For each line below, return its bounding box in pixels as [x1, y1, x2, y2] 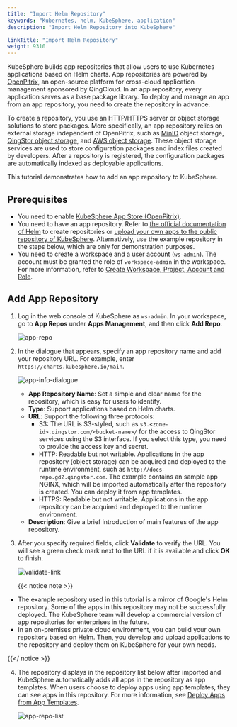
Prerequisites [7, 193, 68, 206]
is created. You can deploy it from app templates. [38, 487, 183, 496]
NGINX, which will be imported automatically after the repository [38, 479, 227, 488]
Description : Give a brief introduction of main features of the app [28, 517, 219, 526]
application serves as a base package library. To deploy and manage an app [7, 93, 230, 101]
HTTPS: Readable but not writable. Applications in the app [38, 494, 209, 504]
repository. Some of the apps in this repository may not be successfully [17, 602, 226, 611]
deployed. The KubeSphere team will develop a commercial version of [17, 610, 222, 618]
